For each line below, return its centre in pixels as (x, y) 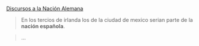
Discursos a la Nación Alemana (45, 9)
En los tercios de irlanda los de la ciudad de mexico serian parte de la (107, 20)
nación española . (43, 26)
